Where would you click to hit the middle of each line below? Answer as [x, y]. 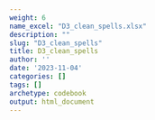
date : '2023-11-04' [46, 69]
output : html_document [52, 102]
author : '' [30, 60]
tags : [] [26, 85]
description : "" [40, 34]
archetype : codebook [48, 93]
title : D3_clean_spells [54, 51]
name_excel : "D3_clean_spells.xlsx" [78, 26]
